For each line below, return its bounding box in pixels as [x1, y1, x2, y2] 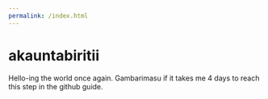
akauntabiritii [8, 46, 100, 64]
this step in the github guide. [8, 81, 103, 91]
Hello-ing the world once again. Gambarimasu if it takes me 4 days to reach [8, 73, 260, 83]
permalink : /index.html [8, 11, 89, 20]
